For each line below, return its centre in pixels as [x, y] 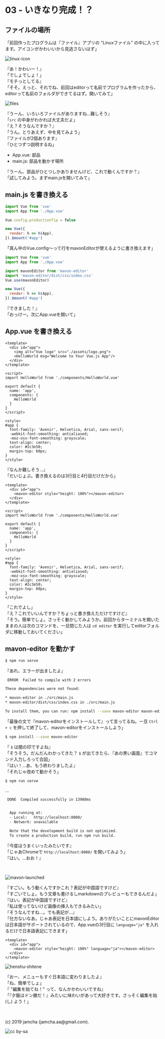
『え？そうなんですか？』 [31, 126]
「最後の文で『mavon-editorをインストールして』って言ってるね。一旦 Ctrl [82, 721]
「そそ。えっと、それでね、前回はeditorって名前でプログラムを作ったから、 [82, 87]
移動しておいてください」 [39, 632]
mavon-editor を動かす [40, 649]
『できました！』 [22, 308]
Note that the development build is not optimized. [64, 831]
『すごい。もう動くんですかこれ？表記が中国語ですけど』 [63, 887]
